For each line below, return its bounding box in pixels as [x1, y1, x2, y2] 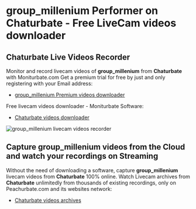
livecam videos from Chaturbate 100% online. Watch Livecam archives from [6, 173, 190, 180]
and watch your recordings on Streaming [6, 151, 159, 161]
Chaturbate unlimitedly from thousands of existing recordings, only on [6, 179, 177, 186]
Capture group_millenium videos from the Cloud [6, 142, 185, 152]
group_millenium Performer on [6, 4, 159, 18]
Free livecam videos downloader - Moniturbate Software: [6, 103, 144, 109]
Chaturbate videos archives [14, 197, 82, 204]
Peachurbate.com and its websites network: [6, 185, 112, 192]
